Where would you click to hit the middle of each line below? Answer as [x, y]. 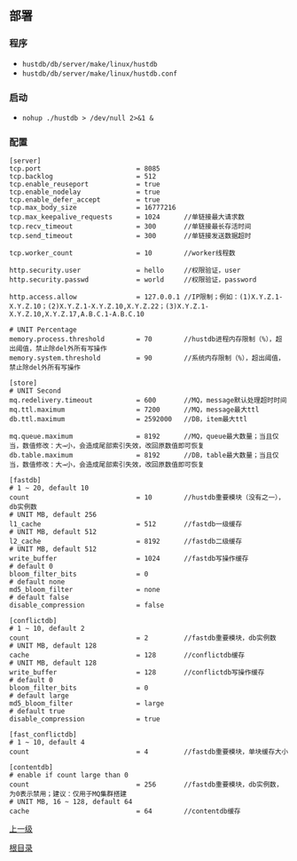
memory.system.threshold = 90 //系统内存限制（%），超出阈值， [147, 358]
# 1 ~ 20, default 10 [49, 488]
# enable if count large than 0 [69, 776]
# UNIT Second [35, 391]
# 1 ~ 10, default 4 [47, 743]
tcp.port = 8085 [85, 169]
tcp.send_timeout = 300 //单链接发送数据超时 [130, 236]
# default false [39, 598]
